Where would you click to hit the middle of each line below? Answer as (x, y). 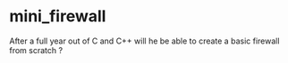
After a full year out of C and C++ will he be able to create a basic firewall (144, 41)
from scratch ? (36, 50)
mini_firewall (58, 16)
